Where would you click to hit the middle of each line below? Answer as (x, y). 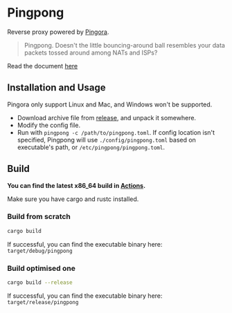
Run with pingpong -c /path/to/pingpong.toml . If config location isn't (116, 132)
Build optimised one (42, 268)
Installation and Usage (56, 88)
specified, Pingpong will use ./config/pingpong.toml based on (106, 140)
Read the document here (43, 66)
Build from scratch (39, 217)
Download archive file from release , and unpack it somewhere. (106, 117)
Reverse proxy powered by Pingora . (58, 32)
